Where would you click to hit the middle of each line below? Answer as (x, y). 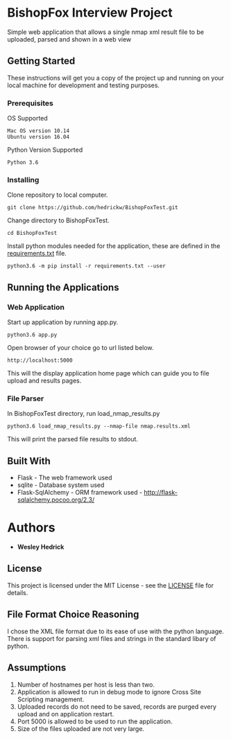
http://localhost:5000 (40, 361)
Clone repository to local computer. (58, 195)
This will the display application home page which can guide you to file (108, 373)
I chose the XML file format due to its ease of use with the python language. (115, 631)
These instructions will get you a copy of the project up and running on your (115, 78)
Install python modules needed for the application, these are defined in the (114, 246)
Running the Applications (63, 287)
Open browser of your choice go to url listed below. (80, 348)
